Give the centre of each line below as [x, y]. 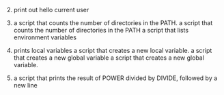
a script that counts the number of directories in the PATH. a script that [113, 23]
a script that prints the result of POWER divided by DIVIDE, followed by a [115, 78]
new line [25, 85]
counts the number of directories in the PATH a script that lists [101, 30]
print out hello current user [51, 10]
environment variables [45, 37]
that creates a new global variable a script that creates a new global [109, 58]
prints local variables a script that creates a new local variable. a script [113, 51]
